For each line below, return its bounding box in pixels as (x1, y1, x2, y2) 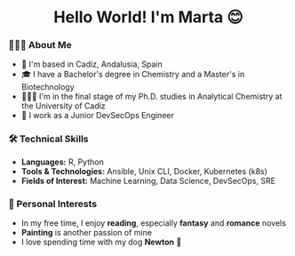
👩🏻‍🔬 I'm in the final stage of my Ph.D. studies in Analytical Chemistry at (20, 92, 283, 102)
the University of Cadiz (20, 100, 106, 111)
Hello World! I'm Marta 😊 (53, 7, 243, 28)
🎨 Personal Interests (8, 197, 98, 210)
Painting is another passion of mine (20, 228, 153, 238)
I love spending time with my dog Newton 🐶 (20, 236, 182, 247)
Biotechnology (20, 82, 75, 92)
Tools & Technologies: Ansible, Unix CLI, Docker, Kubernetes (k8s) (20, 165, 268, 176)
